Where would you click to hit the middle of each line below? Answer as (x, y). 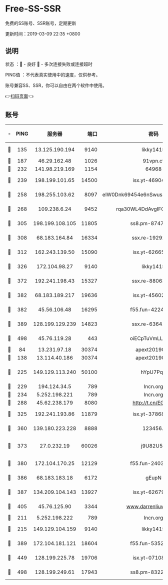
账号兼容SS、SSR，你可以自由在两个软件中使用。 (56, 85)
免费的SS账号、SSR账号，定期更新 (41, 23)
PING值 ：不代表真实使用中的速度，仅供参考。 (53, 74)
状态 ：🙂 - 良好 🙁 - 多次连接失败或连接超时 (49, 64)
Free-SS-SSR (33, 9)
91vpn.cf (153, 160)
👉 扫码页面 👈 (19, 96)
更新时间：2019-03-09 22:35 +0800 (43, 33)
